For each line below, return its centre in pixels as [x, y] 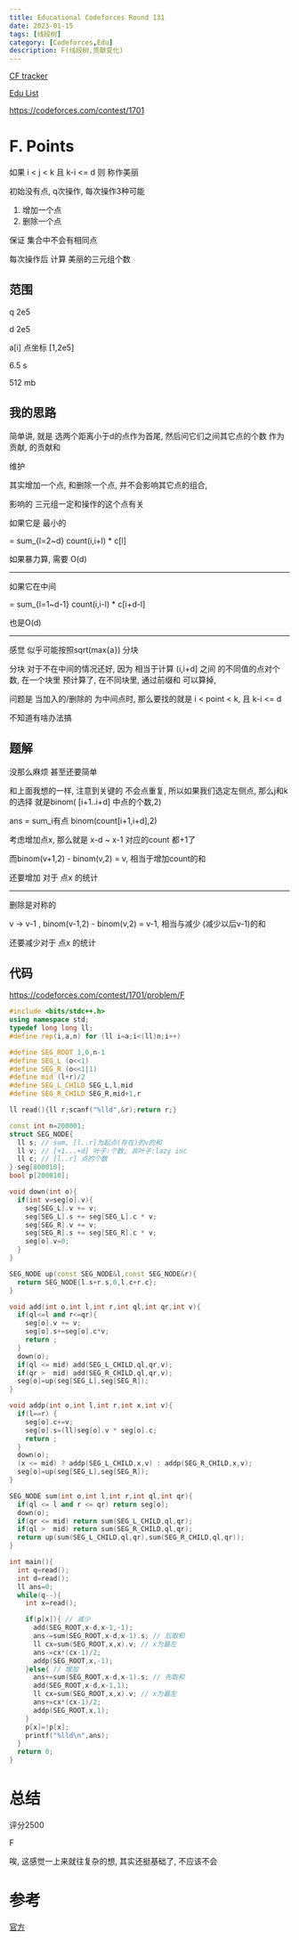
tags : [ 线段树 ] [36, 34]
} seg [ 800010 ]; [37, 1168]
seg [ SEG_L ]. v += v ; [61, 1208]
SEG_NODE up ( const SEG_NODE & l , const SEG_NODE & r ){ [103, 1274]
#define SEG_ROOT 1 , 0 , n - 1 [57, 1052]
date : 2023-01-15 [41, 26]
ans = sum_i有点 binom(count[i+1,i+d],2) [83, 820]
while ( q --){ [40, 1595]
